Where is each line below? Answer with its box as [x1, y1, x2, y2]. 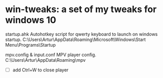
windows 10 [5, 14, 57, 26]
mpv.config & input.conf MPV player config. [5, 52, 97, 58]
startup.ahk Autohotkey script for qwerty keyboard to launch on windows [5, 31, 158, 37]
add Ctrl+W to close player [12, 67, 69, 73]
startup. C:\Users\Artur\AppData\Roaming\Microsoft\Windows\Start [5, 36, 146, 43]
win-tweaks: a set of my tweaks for [5, 4, 157, 15]
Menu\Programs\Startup [5, 42, 56, 48]
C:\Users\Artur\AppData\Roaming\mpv [5, 57, 86, 63]
